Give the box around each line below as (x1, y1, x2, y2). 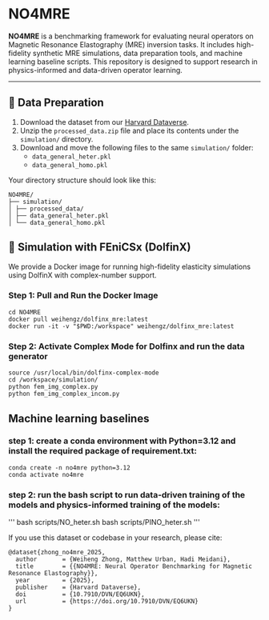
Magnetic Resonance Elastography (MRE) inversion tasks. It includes (8, 39, 235, 49)
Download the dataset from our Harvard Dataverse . (19, 117, 190, 126)
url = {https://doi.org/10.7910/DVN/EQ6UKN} (15, 598, 199, 606)
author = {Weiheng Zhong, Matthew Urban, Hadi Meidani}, (15, 555, 231, 564)
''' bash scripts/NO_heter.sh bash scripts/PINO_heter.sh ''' (8, 518, 200, 527)
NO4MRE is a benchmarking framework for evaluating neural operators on (8, 31, 254, 41)
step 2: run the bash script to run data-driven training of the (8, 489, 246, 500)
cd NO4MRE (8, 308, 42, 316)
